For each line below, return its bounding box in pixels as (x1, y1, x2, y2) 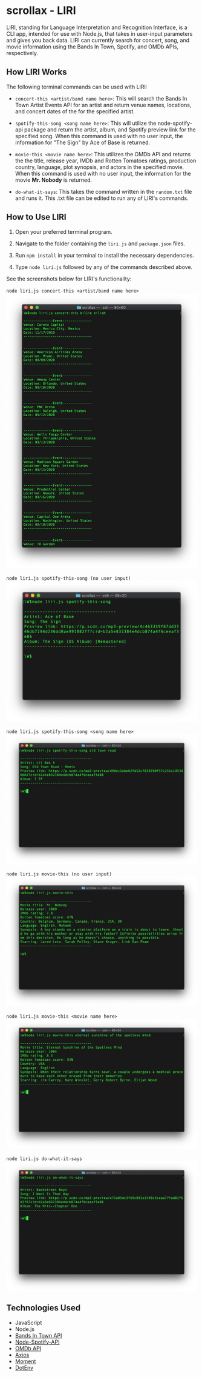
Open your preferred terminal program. (15, 228, 113, 235)
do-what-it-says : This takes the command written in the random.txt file (15, 188, 192, 195)
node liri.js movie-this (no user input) (6, 871, 112, 877)
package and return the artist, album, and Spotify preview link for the (24, 125, 196, 133)
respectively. (6, 49, 38, 56)
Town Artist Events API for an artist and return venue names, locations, (15, 101, 192, 108)
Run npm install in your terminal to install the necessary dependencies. (15, 251, 195, 259)
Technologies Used (6, 1303, 80, 1313)
